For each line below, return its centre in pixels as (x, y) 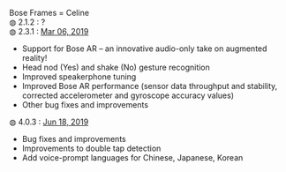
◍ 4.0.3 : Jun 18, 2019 (49, 122)
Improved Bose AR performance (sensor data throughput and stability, (150, 86)
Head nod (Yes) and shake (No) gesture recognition (116, 67)
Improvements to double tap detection (91, 148)
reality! (34, 58)
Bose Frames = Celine (49, 13)
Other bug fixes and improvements (85, 105)
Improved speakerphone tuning (79, 77)
